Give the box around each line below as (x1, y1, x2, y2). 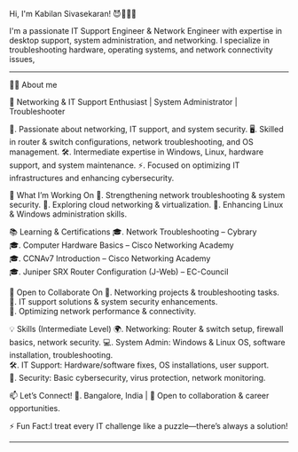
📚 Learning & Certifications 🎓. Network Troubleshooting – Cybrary (9, 226, 257, 237)
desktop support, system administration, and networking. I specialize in (9, 36, 271, 45)
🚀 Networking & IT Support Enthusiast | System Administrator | (9, 97, 238, 107)
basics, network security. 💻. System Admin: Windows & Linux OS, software (9, 337, 286, 347)
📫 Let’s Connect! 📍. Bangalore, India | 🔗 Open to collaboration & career (9, 391, 270, 400)
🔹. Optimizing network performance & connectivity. (9, 306, 197, 316)
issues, (9, 54, 35, 64)
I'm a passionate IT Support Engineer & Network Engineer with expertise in (9, 26, 282, 36)
